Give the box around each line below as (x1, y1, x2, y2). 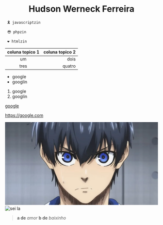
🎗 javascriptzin (7, 20, 41, 25)
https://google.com (5, 112, 44, 118)
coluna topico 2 (43, 49, 76, 55)
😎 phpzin (7, 29, 27, 35)
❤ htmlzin (7, 39, 27, 44)
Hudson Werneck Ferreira (28, 3, 135, 15)
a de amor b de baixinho (16, 215, 66, 221)
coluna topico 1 (7, 49, 40, 55)
